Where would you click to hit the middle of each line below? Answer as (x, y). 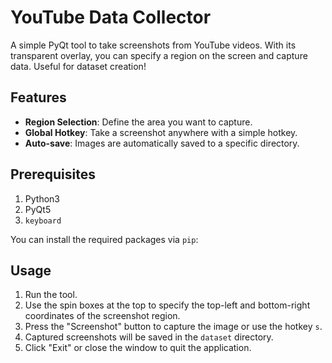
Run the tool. (51, 295)
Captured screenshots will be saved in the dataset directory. (149, 337)
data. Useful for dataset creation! (78, 66)
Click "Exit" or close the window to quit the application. (138, 348)
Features (38, 97)
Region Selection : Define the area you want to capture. (138, 122)
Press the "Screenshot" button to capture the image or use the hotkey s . (173, 327)
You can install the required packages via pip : (104, 239)
